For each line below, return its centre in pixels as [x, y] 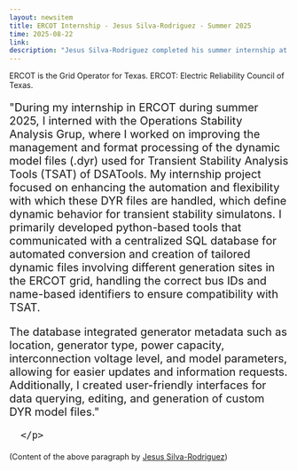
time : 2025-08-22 [41, 34]
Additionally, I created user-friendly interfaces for [138, 386]
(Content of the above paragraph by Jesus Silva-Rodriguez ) [118, 457]
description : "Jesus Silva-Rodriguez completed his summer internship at [148, 51]
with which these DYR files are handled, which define [148, 201]
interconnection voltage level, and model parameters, [148, 359]
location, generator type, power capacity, [117, 346]
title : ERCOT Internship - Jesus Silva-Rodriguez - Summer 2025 [130, 26]
